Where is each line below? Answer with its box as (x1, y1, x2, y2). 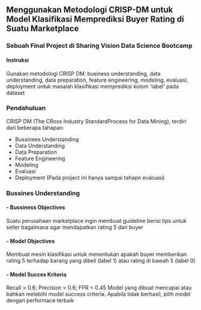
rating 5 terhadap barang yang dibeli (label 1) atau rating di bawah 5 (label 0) (6, 257, 196, 264)
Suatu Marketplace (6, 23, 79, 34)
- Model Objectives (6, 237, 55, 245)
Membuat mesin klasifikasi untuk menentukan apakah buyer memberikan (6, 251, 187, 258)
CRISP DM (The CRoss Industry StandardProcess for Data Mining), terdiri (6, 117, 187, 125)
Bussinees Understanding (14, 135, 79, 143)
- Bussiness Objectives (6, 204, 65, 211)
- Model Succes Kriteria (6, 270, 67, 278)
